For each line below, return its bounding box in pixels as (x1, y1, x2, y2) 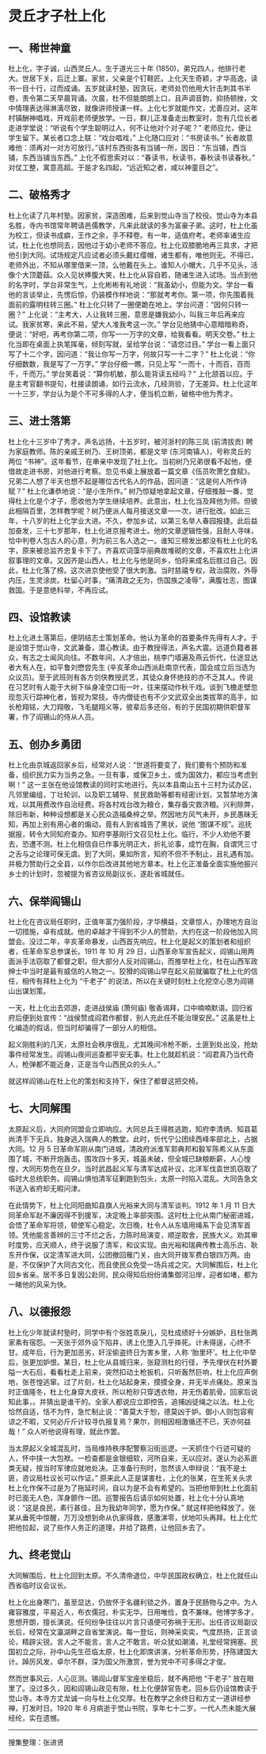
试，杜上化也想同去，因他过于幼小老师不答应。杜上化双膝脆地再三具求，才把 (8, 240, 258, 249)
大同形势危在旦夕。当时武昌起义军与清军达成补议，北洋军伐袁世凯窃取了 (21, 1163, 258, 1173)
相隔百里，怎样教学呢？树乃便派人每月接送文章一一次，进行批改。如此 (14, 506, 244, 516)
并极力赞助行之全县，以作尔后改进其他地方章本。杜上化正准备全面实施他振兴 (8, 859, 258, 869)
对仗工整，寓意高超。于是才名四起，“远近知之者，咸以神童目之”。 (8, 163, 223, 172)
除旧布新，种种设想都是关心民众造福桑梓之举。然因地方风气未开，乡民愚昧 (8, 809, 251, 820)
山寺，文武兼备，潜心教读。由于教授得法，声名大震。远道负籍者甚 (42, 643, 258, 653)
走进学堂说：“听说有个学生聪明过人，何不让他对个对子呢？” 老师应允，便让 (8, 124, 253, 132)
